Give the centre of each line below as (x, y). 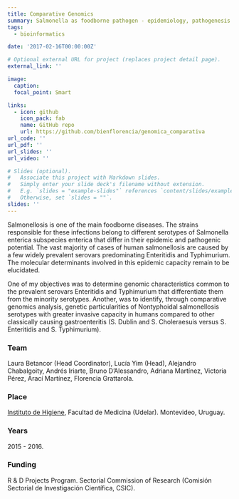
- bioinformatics (39, 34)
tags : (15, 27)
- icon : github (36, 112)
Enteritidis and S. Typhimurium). (54, 329)
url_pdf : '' (25, 145)
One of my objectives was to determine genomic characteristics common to (118, 284)
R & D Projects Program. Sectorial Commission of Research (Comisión (110, 480)
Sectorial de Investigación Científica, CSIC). (71, 488)
